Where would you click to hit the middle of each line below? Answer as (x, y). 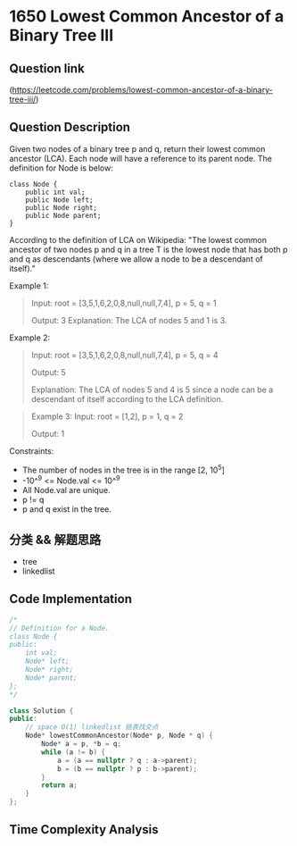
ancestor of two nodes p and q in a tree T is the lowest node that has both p (148, 249)
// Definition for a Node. (59, 628)
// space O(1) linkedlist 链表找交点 (92, 727)
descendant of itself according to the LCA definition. (127, 398)
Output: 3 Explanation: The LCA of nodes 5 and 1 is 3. (129, 320)
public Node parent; (63, 215)
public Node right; (62, 207)
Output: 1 (48, 433)
